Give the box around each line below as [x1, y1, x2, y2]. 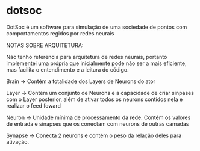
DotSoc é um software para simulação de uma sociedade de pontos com [6, 23, 187, 31]
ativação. [6, 138, 29, 145]
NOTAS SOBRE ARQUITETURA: [6, 42, 84, 49]
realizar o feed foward [6, 102, 61, 109]
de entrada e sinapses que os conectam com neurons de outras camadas [6, 120, 189, 127]
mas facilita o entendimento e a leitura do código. [6, 66, 130, 73]
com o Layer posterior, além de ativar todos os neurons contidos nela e [6, 96, 183, 103]
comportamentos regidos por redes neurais [6, 29, 114, 37]
